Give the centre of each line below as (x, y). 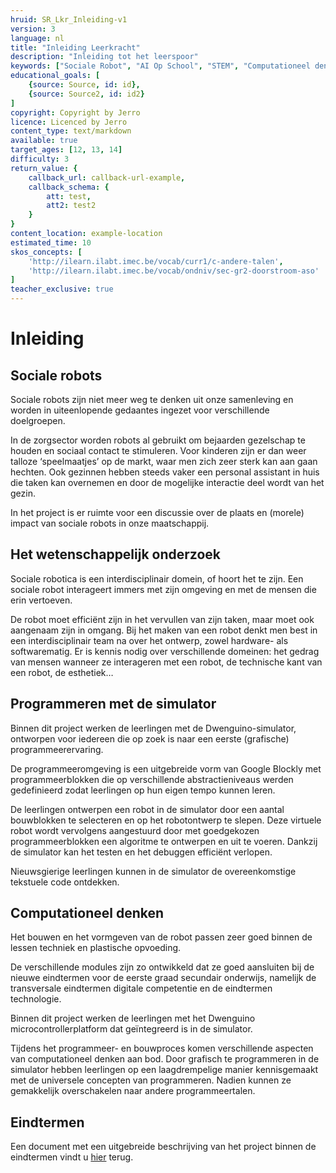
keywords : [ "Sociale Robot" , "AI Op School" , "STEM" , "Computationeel (160, 66)
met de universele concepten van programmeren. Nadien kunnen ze (151, 1080)
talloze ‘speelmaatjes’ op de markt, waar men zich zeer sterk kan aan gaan (164, 461)
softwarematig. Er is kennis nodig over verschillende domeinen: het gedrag (165, 651)
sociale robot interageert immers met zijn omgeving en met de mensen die (163, 589)
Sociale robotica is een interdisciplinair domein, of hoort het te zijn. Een (157, 578)
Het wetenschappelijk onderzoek (116, 554)
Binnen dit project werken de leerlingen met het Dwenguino (133, 1018)
